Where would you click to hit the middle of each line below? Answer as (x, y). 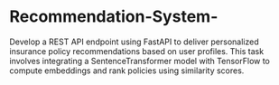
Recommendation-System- (114, 17)
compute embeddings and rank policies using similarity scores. (127, 71)
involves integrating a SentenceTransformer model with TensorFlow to (140, 61)
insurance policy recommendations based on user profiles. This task (137, 51)
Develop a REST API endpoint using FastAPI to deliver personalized (134, 42)
